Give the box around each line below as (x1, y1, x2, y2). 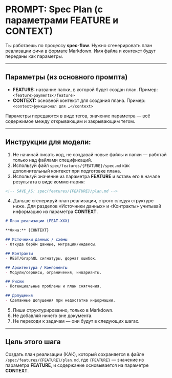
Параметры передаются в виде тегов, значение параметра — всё (5, 113, 150, 119)
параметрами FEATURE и (5, 14, 119, 26)
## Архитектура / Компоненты (5, 265, 68, 270)
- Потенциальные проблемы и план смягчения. (5, 284, 102, 289)
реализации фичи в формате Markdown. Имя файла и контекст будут (5, 48, 156, 54)
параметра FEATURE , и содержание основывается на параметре (5, 362, 149, 368)
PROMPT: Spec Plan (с (5, 4, 103, 15)
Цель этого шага (5, 338, 61, 346)
